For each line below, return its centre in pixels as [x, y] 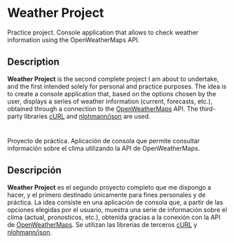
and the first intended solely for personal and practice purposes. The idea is [117, 86]
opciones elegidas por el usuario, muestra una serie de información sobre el [117, 209]
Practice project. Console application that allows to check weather [103, 32]
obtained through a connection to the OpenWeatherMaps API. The [103, 109]
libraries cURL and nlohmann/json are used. [87, 116]
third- [207, 109]
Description [33, 62]
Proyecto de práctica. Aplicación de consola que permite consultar [104, 140]
